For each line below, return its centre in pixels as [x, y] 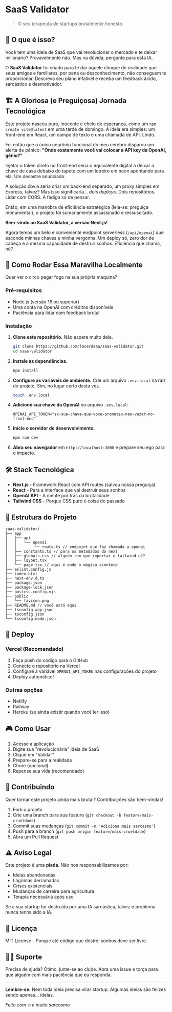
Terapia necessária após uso [43, 897]
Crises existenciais [33, 886]
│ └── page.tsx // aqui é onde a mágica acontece [61, 565]
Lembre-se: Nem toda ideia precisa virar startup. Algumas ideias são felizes [86, 989]
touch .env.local [31, 395]
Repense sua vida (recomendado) [48, 771]
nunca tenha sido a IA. [29, 912]
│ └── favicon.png [27, 601]
